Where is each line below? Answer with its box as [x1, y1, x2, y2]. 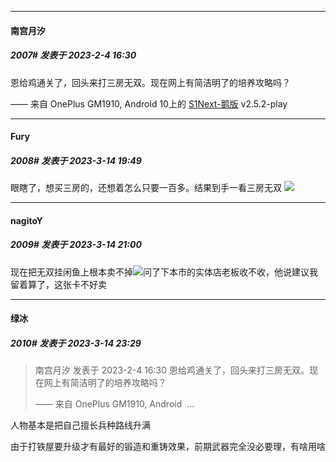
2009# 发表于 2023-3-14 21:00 [10, 239, 142, 251]
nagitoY [10, 214, 43, 226]
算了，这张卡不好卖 [27, 278, 107, 290]
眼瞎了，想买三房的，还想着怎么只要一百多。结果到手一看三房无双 [10, 182, 282, 194]
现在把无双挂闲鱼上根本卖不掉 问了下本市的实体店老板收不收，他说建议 [10, 266, 310, 278]
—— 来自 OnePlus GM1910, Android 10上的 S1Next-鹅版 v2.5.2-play [10, 97, 288, 110]
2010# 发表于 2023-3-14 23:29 [10, 337, 142, 349]
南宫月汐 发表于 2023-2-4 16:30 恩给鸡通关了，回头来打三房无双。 [34, 364, 310, 376]
